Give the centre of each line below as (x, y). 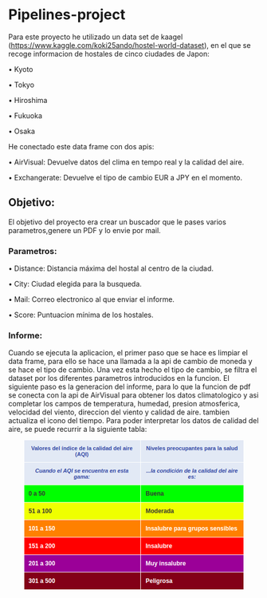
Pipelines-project (67, 15)
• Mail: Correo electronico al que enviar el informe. (92, 299)
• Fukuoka (25, 115)
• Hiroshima (28, 100)
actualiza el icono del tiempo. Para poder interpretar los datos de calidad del (133, 421)
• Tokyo (21, 85)
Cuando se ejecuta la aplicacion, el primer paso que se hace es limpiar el (128, 353)
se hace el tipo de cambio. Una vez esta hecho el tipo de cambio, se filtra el (133, 370)
